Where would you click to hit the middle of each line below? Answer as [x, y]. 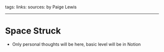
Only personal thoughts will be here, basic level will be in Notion [76, 44]
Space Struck [33, 31]
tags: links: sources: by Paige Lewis [41, 7]
